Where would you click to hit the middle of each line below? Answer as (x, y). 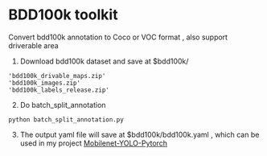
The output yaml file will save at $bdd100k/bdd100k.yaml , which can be (140, 134)
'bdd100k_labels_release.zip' (59, 90)
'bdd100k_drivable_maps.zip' (57, 76)
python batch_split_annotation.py (66, 119)
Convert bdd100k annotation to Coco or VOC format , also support (118, 37)
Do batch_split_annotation (63, 105)
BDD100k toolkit (63, 15)
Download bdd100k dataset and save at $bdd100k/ (104, 61)
